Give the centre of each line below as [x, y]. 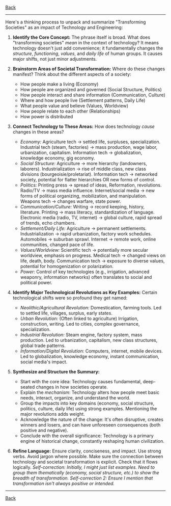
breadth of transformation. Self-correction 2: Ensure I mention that [83, 478]
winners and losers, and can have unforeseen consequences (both [90, 425]
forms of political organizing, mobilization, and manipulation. [83, 196]
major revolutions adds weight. [52, 414]
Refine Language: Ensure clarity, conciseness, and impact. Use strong [87, 451]
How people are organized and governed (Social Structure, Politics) [91, 89]
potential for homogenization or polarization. [67, 266]
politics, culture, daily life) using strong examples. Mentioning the [89, 409]
